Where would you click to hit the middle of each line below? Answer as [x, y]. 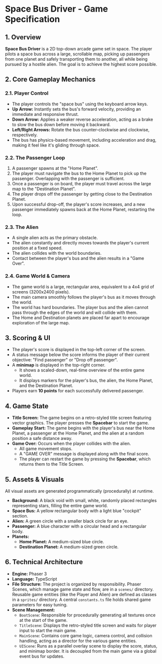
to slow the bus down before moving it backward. [61, 124]
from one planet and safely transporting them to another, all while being [76, 59]
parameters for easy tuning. [40, 604]
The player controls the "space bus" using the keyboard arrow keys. [80, 104]
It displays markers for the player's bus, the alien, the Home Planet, [86, 381]
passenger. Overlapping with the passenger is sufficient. [68, 178]
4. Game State [27, 406]
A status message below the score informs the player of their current [81, 355]
